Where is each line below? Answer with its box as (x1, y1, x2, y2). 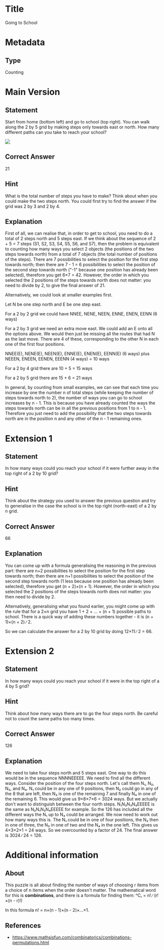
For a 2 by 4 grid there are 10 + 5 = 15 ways (5, 365, 93, 371)
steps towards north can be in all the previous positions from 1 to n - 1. (5, 405, 147, 411)
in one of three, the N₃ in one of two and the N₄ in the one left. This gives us (5, 822, 158, 828)
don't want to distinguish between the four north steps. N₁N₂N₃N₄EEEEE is (5, 801, 155, 807)
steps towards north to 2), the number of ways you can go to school (5, 395, 142, 401)
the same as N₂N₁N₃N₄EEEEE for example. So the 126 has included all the (5, 806, 153, 812)
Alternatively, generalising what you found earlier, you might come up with (5, 603, 155, 609)
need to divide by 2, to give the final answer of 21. (5, 283, 106, 289)
